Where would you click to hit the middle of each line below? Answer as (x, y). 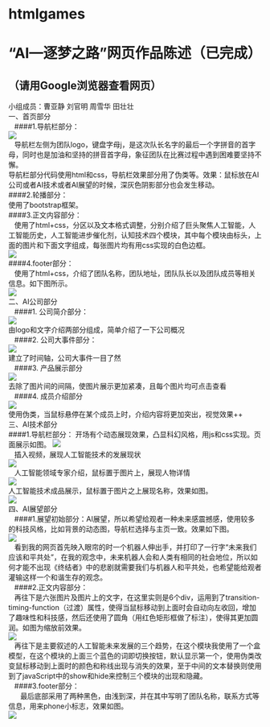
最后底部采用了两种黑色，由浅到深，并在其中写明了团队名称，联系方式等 (139, 696)
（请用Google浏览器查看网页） (85, 85)
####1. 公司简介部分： (51, 312)
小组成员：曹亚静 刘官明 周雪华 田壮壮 (71, 106)
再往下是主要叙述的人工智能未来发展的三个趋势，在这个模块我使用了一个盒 (137, 646)
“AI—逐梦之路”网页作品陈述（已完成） (135, 54)
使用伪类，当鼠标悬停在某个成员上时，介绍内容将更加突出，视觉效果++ (126, 415)
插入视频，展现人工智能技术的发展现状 (78, 455)
